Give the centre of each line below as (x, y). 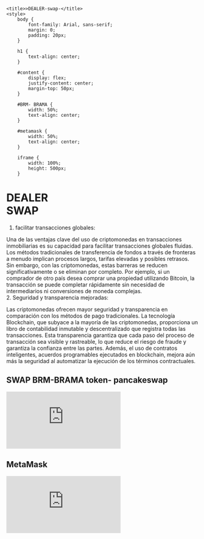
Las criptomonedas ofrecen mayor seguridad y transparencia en (87, 309)
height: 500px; (47, 169)
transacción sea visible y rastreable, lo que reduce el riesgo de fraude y (97, 341)
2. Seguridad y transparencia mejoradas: (57, 297)
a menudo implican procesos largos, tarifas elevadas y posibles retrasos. (98, 259)
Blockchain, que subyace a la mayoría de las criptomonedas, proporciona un (102, 322)
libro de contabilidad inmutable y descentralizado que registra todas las (96, 329)
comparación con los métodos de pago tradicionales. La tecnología (91, 316)
